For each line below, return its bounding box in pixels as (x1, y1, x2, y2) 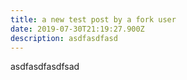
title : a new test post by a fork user (10, 14, 177, 25)
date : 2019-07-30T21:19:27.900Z (10, 24, 145, 34)
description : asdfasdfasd (10, 33, 118, 43)
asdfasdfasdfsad (10, 61, 80, 73)
